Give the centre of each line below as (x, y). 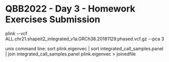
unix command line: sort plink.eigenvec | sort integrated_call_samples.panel (84, 48)
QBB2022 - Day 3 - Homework (70, 9)
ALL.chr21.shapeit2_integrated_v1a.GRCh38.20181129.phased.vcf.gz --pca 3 (85, 39)
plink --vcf (16, 33)
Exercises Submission (53, 19)
